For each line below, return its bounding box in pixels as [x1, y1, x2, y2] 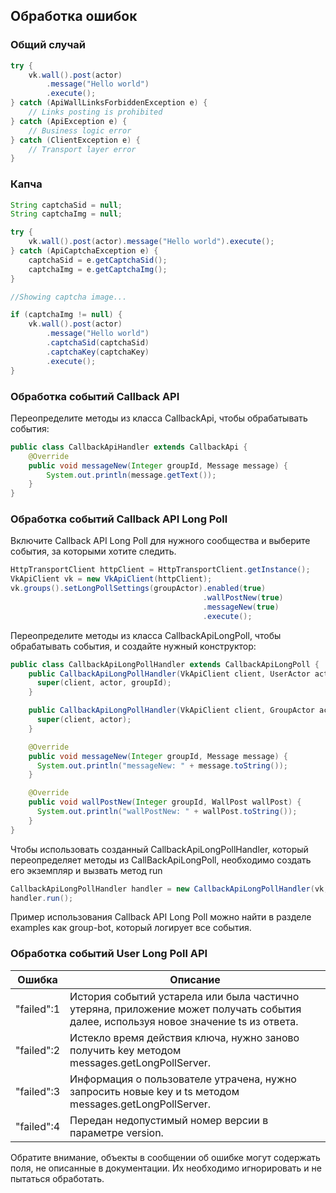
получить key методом [69, 1043, 182, 1057]
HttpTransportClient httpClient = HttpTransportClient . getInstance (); [10, 565, 311, 575]
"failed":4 [15, 1119, 61, 1133]
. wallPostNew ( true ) [202, 593, 284, 603]
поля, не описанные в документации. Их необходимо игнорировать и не [10, 1162, 322, 1174]
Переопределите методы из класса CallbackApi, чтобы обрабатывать [10, 412, 308, 424]
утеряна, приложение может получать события [69, 1002, 302, 1016]
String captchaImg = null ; [10, 209, 123, 219]
